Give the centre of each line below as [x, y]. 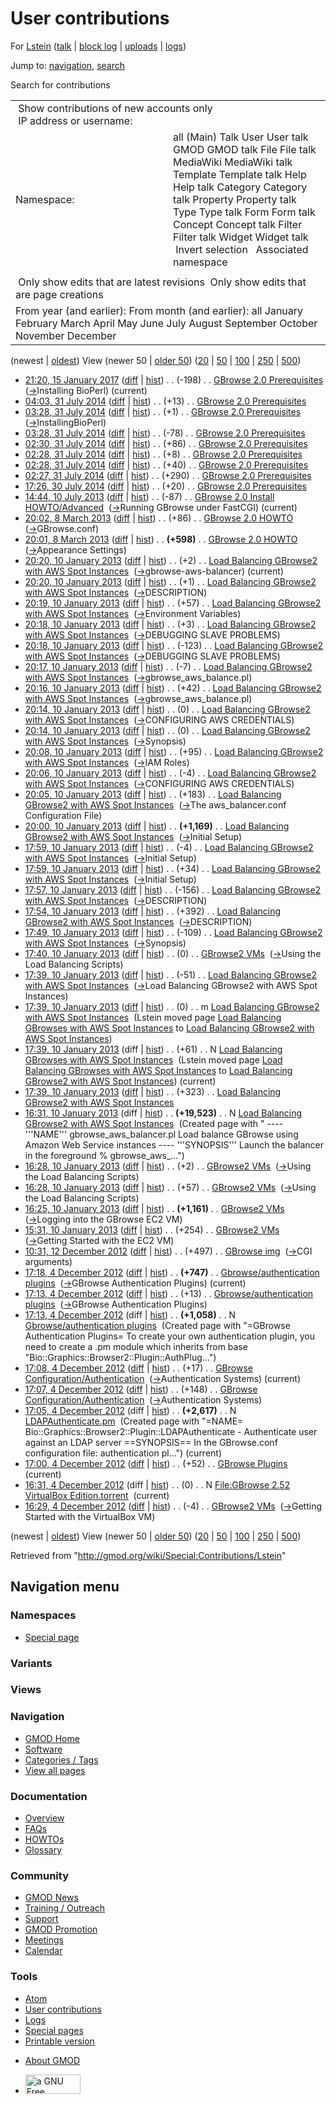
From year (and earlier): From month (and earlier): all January [159, 310]
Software [43, 1749]
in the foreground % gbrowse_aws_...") [104, 1155]
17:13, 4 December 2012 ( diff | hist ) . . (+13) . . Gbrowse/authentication [169, 1293]
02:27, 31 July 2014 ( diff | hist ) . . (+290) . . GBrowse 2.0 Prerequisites [168, 475]
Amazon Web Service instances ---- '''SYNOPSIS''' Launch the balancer [174, 1144]
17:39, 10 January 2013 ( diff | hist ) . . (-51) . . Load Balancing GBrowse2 [170, 974]
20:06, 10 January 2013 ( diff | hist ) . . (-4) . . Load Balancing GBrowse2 [170, 773]
